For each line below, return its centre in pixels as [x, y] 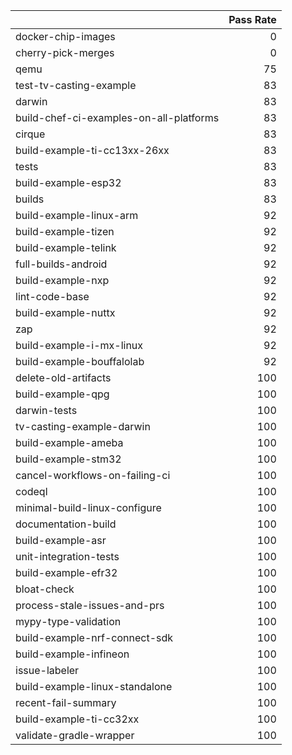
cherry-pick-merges [65, 52]
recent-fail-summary [66, 702]
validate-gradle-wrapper [75, 735]
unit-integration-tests [67, 556]
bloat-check [45, 589]
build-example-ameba [69, 442]
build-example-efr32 [66, 572]
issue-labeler [47, 670]
